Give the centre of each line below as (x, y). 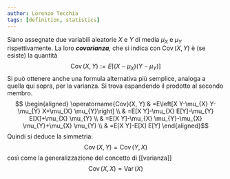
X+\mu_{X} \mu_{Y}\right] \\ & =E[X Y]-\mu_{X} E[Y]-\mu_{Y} (128, 111)
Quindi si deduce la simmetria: (50, 136)
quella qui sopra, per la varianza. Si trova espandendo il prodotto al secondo (115, 86)
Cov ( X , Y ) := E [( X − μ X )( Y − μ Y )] (116, 67)
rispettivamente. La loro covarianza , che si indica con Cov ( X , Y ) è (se (106, 48)
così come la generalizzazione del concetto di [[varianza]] (90, 158)
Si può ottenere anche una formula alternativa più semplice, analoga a (106, 79)
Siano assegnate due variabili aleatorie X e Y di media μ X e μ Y (95, 40)
